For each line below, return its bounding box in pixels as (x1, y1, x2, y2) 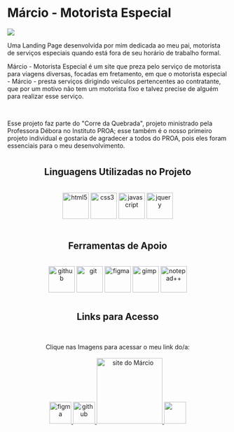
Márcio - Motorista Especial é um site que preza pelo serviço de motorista (7, 62, 221, 71)
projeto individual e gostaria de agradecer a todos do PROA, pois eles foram (7, 134, 227, 142)
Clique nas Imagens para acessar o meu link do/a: (45, 342, 191, 351)
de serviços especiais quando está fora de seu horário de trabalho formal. (7, 48, 221, 57)
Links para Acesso (76, 310, 159, 323)
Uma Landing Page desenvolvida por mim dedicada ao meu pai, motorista (7, 41, 221, 50)
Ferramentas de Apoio (68, 239, 167, 251)
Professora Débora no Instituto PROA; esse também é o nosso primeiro (7, 126, 212, 134)
